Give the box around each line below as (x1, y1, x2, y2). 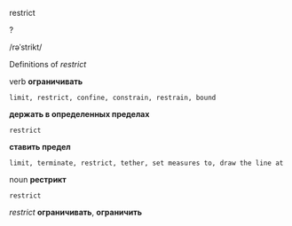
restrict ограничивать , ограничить (9, 207, 142, 217)
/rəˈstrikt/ (9, 42, 43, 52)
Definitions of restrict (9, 59, 87, 69)
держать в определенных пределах (9, 109, 150, 119)
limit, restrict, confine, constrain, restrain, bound (9, 93, 217, 102)
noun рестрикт (9, 175, 67, 184)
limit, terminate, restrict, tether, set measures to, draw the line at (9, 159, 284, 168)
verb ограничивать (9, 76, 83, 87)
